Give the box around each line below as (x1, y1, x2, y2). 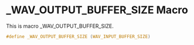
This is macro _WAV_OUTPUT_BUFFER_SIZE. (6, 22, 114, 29)
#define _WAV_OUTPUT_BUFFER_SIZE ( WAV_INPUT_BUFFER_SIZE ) (6, 33, 151, 39)
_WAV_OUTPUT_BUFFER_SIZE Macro (6, 3, 189, 17)
